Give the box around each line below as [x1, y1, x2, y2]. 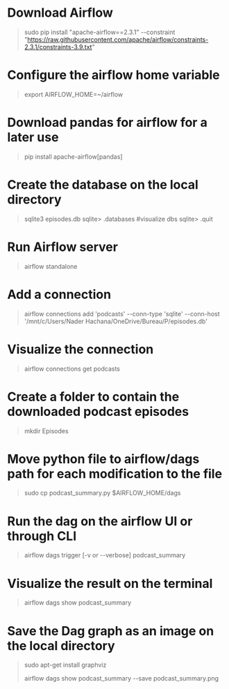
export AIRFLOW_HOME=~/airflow [24, 90, 124, 98]
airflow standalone [24, 262, 78, 270]
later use [7, 130, 59, 146]
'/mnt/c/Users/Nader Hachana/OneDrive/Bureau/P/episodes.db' [24, 317, 208, 325]
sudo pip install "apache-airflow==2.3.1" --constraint [24, 28, 176, 36]
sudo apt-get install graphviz [24, 660, 107, 669]
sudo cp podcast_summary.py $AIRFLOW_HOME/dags [24, 489, 181, 497]
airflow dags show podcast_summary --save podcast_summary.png [24, 674, 219, 683]
